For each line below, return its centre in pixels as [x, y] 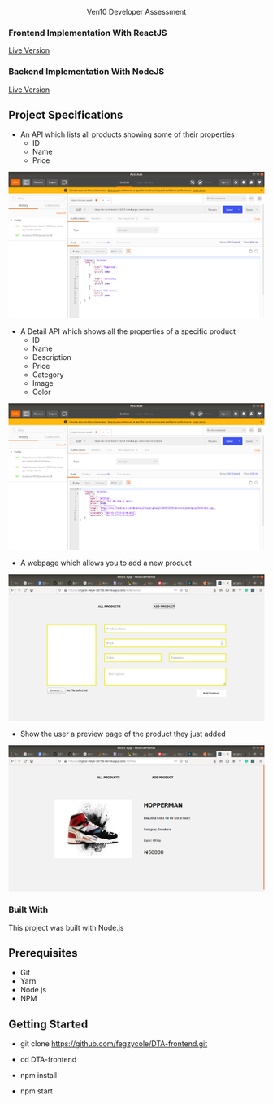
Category [48, 375]
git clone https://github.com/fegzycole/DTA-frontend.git [114, 1044]
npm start [36, 1091]
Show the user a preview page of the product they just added [123, 734]
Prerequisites [43, 953]
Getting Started [48, 1024]
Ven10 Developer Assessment [136, 12]
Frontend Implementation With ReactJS [88, 33]
